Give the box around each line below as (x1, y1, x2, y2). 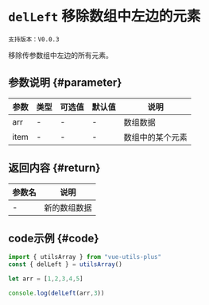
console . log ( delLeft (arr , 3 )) (8, 289, 105, 297)
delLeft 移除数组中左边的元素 (8, 7, 201, 25)
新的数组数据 (44, 202, 93, 213)
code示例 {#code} (8, 231, 99, 245)
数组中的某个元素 (123, 132, 188, 143)
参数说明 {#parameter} (8, 76, 122, 90)
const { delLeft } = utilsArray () (8, 261, 123, 268)
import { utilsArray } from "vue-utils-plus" (8, 253, 161, 261)
